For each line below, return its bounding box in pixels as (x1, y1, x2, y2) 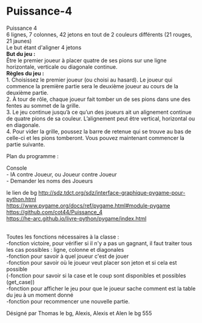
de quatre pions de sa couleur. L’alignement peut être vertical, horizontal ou (6, 114, 195, 122)
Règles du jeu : (6, 69, 44, 77)
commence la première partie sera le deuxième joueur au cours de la (6, 82, 179, 89)
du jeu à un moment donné (6, 291, 74, 299)
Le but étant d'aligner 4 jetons (6, 44, 82, 51)
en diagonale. (6, 121, 41, 128)
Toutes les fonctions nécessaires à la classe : (6, 233, 120, 240)
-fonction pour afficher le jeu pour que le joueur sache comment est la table (6, 285, 196, 292)
